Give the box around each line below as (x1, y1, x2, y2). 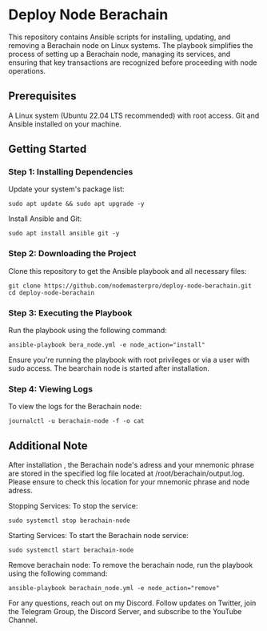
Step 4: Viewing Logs (8, 383, 94, 394)
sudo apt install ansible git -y (8, 230, 120, 238)
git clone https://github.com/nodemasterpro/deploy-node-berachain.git (8, 282, 252, 290)
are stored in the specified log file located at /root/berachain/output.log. (8, 468, 245, 478)
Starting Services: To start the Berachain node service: (8, 531, 189, 541)
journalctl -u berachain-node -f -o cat (8, 417, 145, 425)
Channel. (8, 615, 38, 625)
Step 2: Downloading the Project (8, 248, 137, 259)
